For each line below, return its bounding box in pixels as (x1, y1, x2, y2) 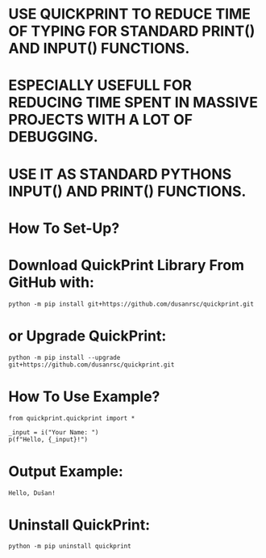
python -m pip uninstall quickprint (8, 543, 131, 551)
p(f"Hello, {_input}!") (8, 435, 89, 443)
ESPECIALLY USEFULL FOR (8, 76, 192, 95)
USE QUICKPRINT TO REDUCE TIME (8, 5, 251, 23)
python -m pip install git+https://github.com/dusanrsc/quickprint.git (8, 300, 254, 308)
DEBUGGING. (8, 128, 98, 146)
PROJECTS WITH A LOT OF (8, 111, 193, 129)
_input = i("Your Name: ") (8, 428, 99, 437)
